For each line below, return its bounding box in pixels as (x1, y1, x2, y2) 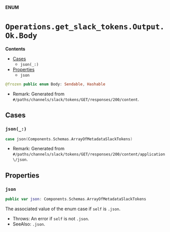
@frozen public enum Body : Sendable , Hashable (5, 81, 106, 87)
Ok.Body (5, 31, 38, 41)
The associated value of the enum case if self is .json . (5, 206, 121, 212)
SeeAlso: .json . (12, 221, 46, 227)
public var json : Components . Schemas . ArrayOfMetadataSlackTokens (5, 196, 146, 202)
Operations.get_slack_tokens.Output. (5, 22, 165, 32)
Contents (5, 46, 25, 52)
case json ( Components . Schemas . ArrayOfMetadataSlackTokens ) (5, 137, 133, 142)
